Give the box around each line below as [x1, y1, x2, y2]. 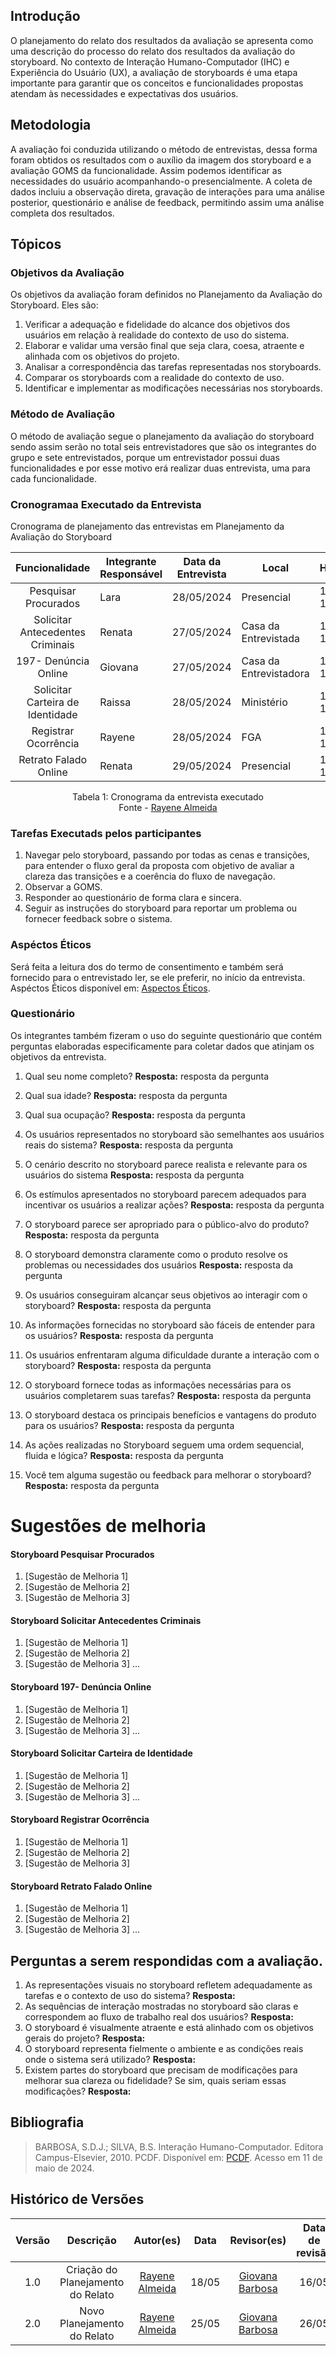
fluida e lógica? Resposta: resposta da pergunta [24, 1449, 224, 1461]
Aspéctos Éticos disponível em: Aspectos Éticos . [10, 982, 211, 994]
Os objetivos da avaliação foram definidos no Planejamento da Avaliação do [10, 289, 323, 301]
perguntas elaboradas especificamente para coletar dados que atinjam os [10, 1040, 315, 1052]
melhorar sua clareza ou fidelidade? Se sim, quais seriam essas [24, 2075, 287, 2087]
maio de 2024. [34, 2162, 95, 2174]
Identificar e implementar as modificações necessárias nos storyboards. [24, 382, 323, 394]
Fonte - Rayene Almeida [118, 801, 218, 813]
